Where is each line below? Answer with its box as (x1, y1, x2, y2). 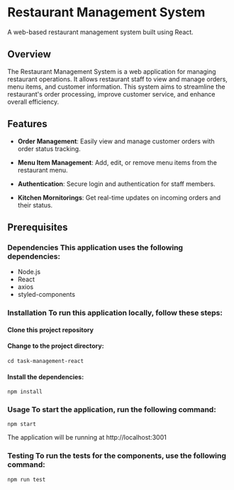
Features (7, 118, 48, 130)
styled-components (17, 290, 76, 299)
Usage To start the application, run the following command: (7, 405, 216, 415)
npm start (7, 420, 37, 428)
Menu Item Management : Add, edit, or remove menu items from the (17, 158, 218, 167)
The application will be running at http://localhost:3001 (7, 433, 167, 442)
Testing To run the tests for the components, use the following (7, 451, 227, 461)
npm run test (7, 476, 46, 483)
